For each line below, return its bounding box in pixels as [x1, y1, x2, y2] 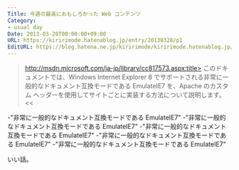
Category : [7, 17, 37, 24]
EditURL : [7, 43, 33, 51]
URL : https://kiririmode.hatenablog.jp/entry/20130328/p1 [7, 37, 183, 44]
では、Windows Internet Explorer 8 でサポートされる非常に [49, 73, 223, 81]
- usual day [7, 23, 43, 31]
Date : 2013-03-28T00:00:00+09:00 [7, 30, 107, 38]
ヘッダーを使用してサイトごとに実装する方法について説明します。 [33, 90, 225, 99]
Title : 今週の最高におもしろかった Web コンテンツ [7, 10, 141, 18]
